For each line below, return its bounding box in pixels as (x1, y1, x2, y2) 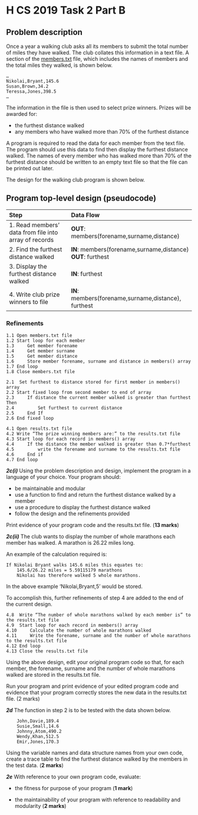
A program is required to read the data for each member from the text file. (6, 140, 186, 147)
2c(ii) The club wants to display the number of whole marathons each (6, 533, 176, 540)
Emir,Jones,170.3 (16, 739, 60, 745)
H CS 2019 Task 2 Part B (6, 4, 126, 17)
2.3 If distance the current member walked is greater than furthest (6, 394, 192, 401)
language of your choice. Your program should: (6, 474, 121, 481)
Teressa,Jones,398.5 (6, 89, 57, 95)
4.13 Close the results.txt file (6, 648, 88, 654)
